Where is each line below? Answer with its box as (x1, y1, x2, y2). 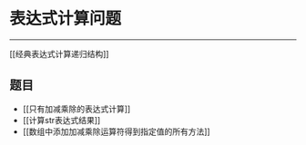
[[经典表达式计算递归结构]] (9, 48, 109, 59)
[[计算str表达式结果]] (22, 114, 101, 125)
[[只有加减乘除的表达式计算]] (22, 103, 131, 114)
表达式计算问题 (9, 8, 122, 29)
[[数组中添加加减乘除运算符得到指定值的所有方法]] (22, 126, 211, 137)
